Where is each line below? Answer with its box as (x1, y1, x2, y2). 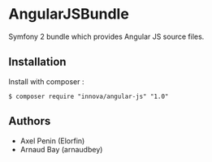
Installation (8, 55, 67, 69)
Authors (8, 114, 51, 128)
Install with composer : (8, 76, 84, 86)
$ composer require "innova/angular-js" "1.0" (8, 92, 169, 100)
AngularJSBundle (8, 5, 130, 23)
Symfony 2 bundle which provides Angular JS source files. (8, 32, 205, 41)
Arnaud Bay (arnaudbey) (19, 144, 103, 154)
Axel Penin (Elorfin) (19, 135, 85, 146)
